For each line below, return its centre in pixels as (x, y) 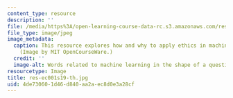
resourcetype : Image (37, 71)
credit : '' (29, 59)
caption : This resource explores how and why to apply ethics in (110, 46)
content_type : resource (42, 13)
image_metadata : (31, 39)
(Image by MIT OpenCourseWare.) (66, 52)
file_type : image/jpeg (40, 33)
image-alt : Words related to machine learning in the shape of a (110, 65)
